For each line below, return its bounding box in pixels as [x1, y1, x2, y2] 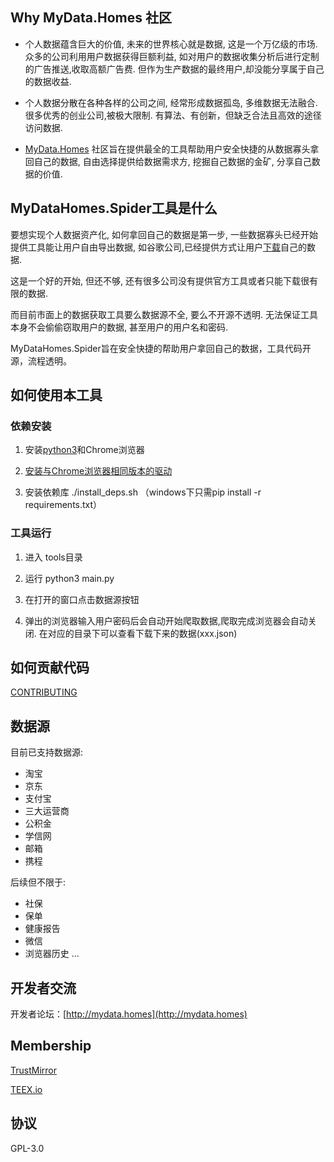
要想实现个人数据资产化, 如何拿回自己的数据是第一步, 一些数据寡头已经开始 [10, 228, 318, 240]
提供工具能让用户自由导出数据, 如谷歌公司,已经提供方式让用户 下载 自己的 [10, 241, 308, 253]
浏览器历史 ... [24, 948, 80, 960]
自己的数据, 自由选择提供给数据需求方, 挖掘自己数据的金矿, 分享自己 [33, 155, 312, 167]
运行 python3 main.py [24, 572, 115, 584]
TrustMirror [10, 1064, 57, 1076]
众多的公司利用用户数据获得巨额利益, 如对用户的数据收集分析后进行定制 [24, 50, 320, 62]
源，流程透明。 [10, 354, 72, 367]
